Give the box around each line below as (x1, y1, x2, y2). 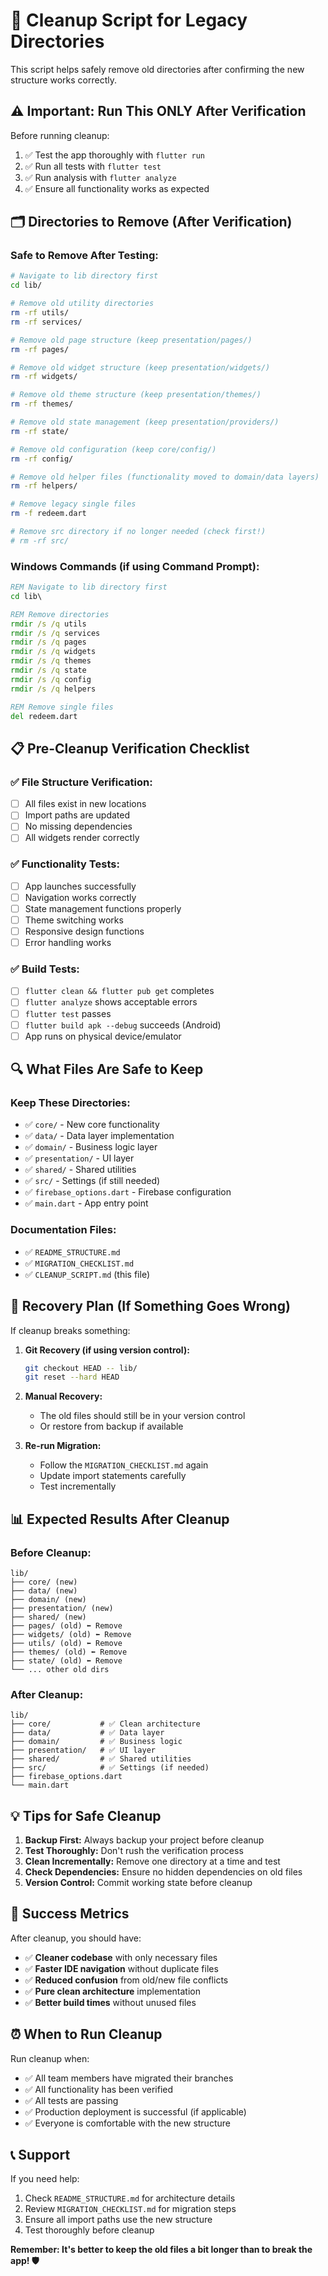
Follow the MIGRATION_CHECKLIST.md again (39, 1459, 209, 1471)
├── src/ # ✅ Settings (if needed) (10, 1763, 210, 1773)
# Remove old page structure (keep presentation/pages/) (10, 335, 253, 345)
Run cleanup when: (10, 2052, 90, 2064)
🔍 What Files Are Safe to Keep (10, 1061, 204, 1078)
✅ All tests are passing (24, 2094, 119, 2106)
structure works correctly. (10, 74, 118, 86)
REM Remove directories (10, 609, 110, 619)
